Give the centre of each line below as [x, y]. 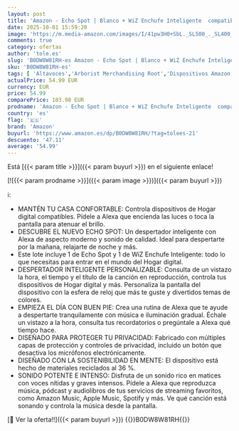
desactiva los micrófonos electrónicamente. [82, 353]
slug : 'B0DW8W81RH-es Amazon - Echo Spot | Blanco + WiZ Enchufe [106, 61]
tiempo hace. [37, 330]
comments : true [30, 41]
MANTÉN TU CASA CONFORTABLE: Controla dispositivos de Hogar [117, 209]
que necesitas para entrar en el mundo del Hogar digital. [100, 262]
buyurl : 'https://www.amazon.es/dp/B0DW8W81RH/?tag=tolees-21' [103, 133]
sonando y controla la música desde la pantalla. [87, 406]
